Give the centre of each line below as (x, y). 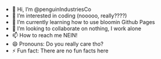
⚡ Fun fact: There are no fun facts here (60, 51)
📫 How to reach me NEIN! (45, 35)
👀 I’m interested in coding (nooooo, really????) (69, 16)
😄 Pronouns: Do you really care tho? (58, 44)
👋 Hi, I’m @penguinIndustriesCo (52, 9)
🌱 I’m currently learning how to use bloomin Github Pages (84, 22)
